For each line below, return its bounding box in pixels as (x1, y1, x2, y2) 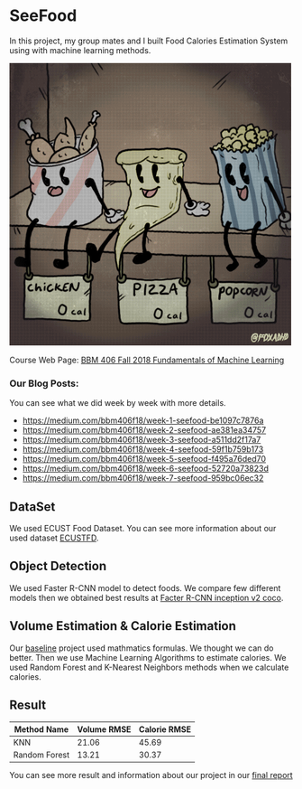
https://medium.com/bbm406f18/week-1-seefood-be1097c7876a (22, 415, 264, 426)
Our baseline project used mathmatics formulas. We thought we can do (9, 643, 274, 653)
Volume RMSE (77, 724, 132, 735)
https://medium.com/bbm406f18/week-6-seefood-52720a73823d (22, 463, 269, 474)
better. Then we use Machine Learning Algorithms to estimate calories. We (9, 652, 287, 662)
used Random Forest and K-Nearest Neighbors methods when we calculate (9, 662, 289, 672)
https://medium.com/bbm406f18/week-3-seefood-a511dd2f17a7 (22, 435, 261, 446)
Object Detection (9, 559, 106, 574)
